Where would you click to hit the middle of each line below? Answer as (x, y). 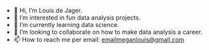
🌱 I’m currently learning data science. (66, 25)
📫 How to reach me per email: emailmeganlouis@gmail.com (99, 40)
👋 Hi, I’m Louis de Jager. (48, 10)
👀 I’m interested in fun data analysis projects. (77, 18)
